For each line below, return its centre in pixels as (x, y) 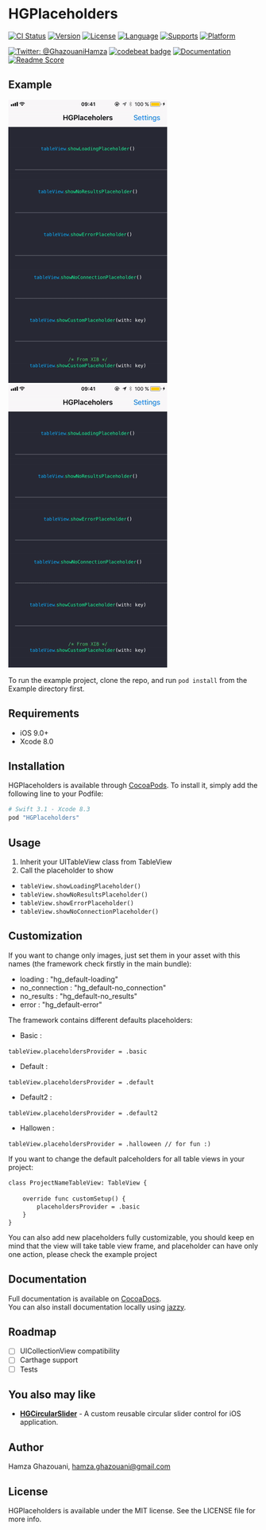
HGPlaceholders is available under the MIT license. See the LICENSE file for (132, 1510)
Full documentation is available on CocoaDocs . (85, 1298)
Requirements (44, 714)
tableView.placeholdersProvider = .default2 (83, 1113)
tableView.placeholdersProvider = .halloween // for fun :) (110, 1144)
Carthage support (49, 1360)
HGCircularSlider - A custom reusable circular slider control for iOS (130, 1414)
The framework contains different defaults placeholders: (100, 1020)
